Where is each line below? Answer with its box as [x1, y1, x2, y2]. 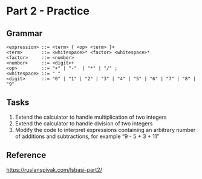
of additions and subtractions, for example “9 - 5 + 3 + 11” [15, 133, 160, 140]
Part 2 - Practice [6, 4, 90, 18]
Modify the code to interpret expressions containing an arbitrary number [15, 126, 196, 133]
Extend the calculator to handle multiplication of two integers [15, 113, 168, 121]
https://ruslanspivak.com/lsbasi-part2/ [6, 166, 103, 173]
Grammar [6, 28, 43, 39]
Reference [6, 150, 47, 160]
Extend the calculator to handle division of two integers [15, 119, 153, 127]
